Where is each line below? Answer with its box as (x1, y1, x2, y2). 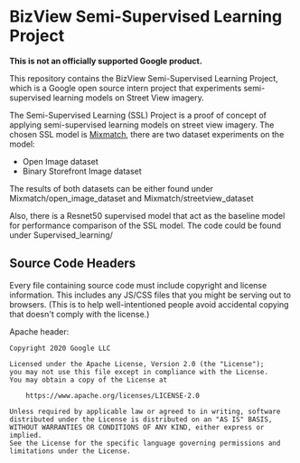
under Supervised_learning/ (9, 229, 113, 241)
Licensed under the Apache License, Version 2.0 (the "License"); (9, 359, 265, 368)
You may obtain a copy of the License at (9, 375, 168, 384)
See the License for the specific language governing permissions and (9, 439, 281, 448)
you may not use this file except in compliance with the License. (9, 367, 269, 376)
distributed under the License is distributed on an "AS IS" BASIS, (9, 414, 273, 424)
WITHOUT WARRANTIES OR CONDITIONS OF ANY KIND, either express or (9, 422, 265, 431)
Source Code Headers (9, 256, 136, 271)
